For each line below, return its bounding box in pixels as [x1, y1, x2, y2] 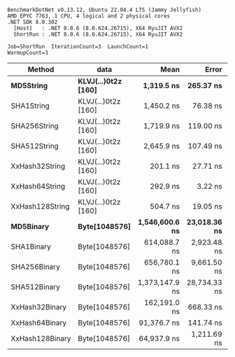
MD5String [10, 81, 48, 90]
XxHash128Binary [10, 334, 71, 343]
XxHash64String [10, 181, 65, 191]
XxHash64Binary [10, 318, 67, 328]
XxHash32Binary [10, 302, 67, 311]
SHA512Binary [10, 282, 61, 291]
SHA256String [10, 121, 59, 130]
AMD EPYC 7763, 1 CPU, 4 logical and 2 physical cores [7, 13, 171, 20]
